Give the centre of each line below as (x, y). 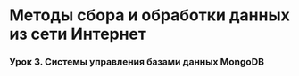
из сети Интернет (78, 34)
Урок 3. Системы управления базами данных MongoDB (137, 62)
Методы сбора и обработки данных (149, 15)
